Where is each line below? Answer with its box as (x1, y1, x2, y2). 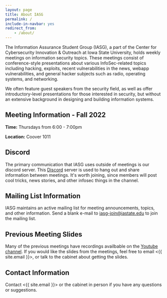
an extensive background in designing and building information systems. (5, 96, 155, 102)
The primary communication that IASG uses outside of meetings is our (5, 161, 150, 167)
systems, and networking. (5, 76, 58, 82)
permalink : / (5, 16, 32, 21)
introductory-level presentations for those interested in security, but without (5, 91, 161, 97)
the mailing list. (5, 216, 36, 222)
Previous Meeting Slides (5, 230, 82, 239)
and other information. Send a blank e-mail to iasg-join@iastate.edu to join (5, 210, 158, 216)
